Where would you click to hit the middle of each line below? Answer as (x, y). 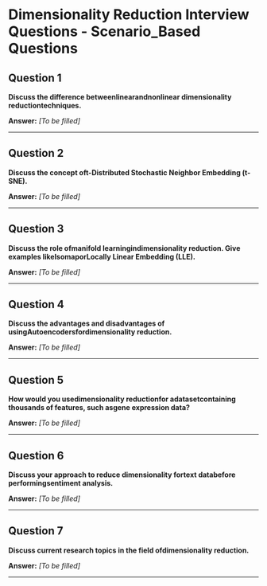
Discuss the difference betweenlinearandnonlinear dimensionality (120, 97)
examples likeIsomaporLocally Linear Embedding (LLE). (102, 256)
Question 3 (36, 229)
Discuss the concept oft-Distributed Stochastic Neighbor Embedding (124, 172)
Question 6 (36, 455)
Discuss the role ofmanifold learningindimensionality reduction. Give (124, 248)
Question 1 (35, 78)
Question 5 (36, 380)
